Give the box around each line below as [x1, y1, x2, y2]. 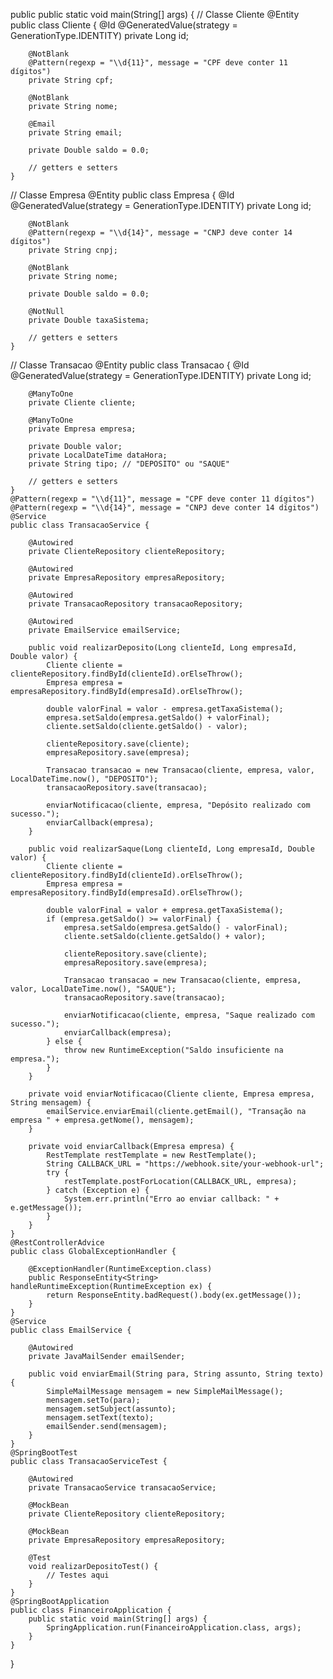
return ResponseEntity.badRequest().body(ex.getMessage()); [46, 1290, 302, 1300]
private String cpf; [28, 75, 114, 85]
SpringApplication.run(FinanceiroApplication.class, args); [46, 1623, 302, 1633]
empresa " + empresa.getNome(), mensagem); [10, 1115, 195, 1125]
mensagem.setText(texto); [46, 1413, 155, 1423]
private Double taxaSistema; [28, 315, 150, 325]
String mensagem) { [10, 1098, 92, 1108]
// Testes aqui [46, 1570, 110, 1580]
